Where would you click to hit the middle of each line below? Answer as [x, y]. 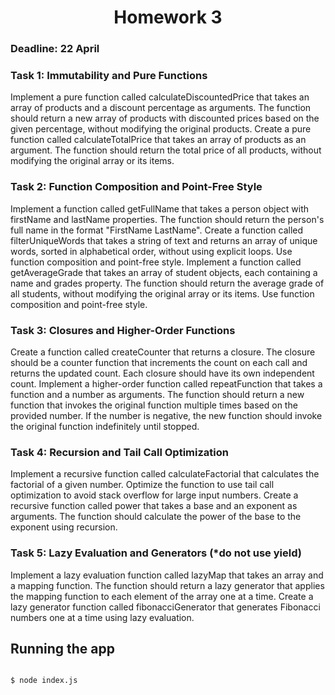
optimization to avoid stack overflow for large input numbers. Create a [154, 495]
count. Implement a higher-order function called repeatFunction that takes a [166, 384]
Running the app [62, 648]
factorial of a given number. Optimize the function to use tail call [142, 485]
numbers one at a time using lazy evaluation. [102, 617]
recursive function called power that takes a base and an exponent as [154, 506]
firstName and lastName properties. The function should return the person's [167, 219]
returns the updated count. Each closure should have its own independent [162, 373]
